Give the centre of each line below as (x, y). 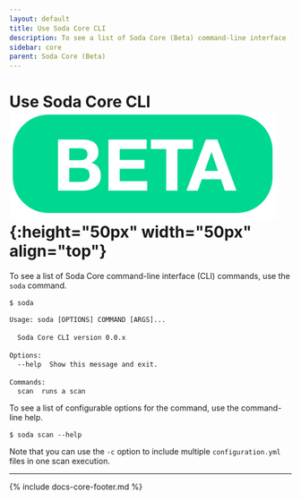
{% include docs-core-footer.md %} (76, 487)
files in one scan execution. (60, 462)
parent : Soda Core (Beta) (57, 57)
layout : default (39, 19)
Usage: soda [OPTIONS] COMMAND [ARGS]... (88, 320)
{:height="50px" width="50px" (131, 232)
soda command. (38, 285)
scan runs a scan (52, 392)
